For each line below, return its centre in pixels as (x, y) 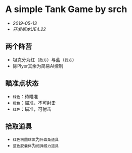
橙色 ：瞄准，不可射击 (34, 103)
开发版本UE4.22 (29, 29)
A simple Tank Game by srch (66, 9)
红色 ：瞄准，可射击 (32, 109)
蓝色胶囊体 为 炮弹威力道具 (36, 146)
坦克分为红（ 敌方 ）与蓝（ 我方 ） (45, 59)
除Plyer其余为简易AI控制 (38, 66)
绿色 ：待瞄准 (25, 96)
